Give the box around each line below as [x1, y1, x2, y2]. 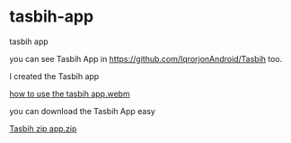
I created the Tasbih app [9, 70, 100, 82]
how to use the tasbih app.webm [9, 88, 130, 99]
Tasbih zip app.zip [9, 123, 77, 134]
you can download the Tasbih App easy [9, 105, 155, 116]
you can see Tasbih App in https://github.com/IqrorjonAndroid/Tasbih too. [9, 53, 283, 64]
